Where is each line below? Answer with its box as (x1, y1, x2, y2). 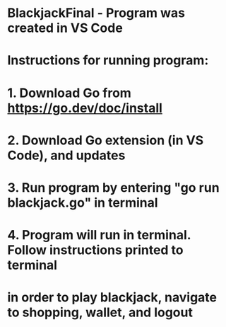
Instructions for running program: (7, 52, 209, 69)
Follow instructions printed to (7, 242, 184, 258)
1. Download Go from (7, 85, 132, 101)
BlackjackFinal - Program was (7, 5, 186, 21)
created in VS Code (7, 20, 124, 36)
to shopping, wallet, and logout (7, 304, 193, 321)
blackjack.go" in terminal (7, 195, 158, 210)
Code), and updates (7, 147, 126, 163)
